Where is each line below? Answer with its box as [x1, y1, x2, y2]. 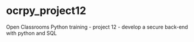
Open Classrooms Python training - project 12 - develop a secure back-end [6, 23, 188, 30]
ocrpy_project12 [6, 4, 86, 17]
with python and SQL [6, 29, 57, 36]
